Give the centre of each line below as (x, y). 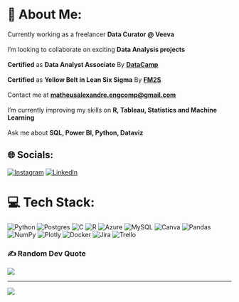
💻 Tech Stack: (51, 202)
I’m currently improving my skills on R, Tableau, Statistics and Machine (112, 110)
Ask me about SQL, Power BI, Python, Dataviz (75, 132)
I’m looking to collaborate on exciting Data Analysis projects (96, 49)
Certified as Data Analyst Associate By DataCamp (83, 64)
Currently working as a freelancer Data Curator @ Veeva (91, 34)
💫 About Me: (45, 15)
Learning (21, 118)
